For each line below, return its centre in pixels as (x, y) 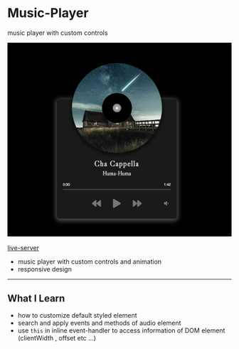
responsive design (45, 269)
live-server (23, 248)
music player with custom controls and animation (90, 262)
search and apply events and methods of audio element (99, 323)
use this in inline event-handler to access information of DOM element (121, 331)
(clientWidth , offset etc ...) (57, 338)
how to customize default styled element (77, 316)
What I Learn (36, 298)
